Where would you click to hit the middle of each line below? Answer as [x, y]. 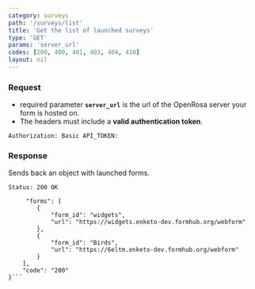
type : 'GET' [28, 38]
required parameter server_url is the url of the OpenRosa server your [133, 105]
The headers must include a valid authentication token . [111, 122]
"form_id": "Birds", [84, 243]
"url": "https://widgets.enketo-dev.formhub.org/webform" [148, 222]
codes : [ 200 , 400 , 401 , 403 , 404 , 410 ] [74, 52]
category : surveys [38, 15]
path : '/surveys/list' [46, 23]
